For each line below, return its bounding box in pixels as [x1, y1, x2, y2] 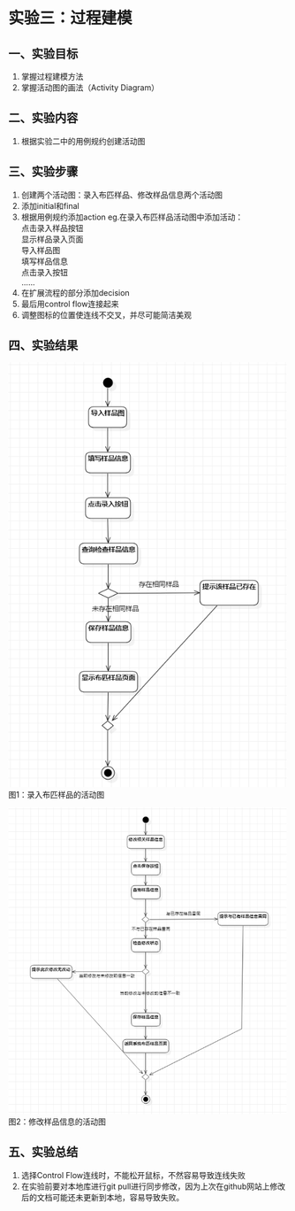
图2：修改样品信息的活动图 [8, 1116, 107, 1127]
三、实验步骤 [8, 165, 79, 180]
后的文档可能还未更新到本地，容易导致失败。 [20, 1192, 185, 1202]
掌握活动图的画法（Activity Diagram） [20, 82, 160, 93]
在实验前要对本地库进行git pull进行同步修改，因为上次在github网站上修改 [20, 1181, 286, 1192]
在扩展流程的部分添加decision [20, 287, 130, 297]
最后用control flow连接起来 [20, 298, 119, 309]
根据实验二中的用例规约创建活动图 [20, 135, 146, 146]
